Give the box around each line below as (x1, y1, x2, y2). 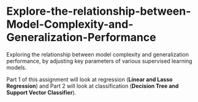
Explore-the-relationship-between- (6, 4, 191, 18)
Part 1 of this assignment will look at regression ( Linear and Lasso (6, 76, 173, 83)
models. (6, 63, 27, 71)
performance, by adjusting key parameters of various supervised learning (6, 57, 192, 65)
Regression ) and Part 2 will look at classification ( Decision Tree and (6, 82, 179, 90)
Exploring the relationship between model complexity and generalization (6, 50, 189, 58)
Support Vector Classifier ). (6, 88, 77, 96)
